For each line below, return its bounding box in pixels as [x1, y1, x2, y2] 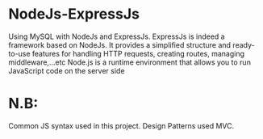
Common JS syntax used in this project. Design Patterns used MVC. [8, 120, 235, 130]
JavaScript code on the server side [8, 65, 125, 75]
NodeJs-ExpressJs [8, 5, 140, 23]
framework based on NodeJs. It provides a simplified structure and [8, 40, 232, 49]
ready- [232, 40, 256, 49]
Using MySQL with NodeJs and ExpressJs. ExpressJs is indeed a [8, 32, 225, 41]
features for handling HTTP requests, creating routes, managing [31, 48, 244, 58]
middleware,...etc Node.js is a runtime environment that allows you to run [8, 57, 252, 67]
